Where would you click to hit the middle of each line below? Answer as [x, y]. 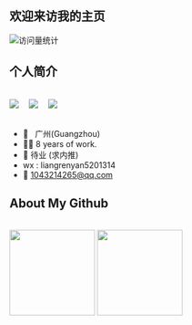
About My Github [59, 204]
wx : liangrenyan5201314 [69, 165]
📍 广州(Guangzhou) [61, 133]
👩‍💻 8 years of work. [60, 143]
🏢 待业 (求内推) [51, 154]
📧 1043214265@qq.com [68, 174]
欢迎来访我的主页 [57, 16]
